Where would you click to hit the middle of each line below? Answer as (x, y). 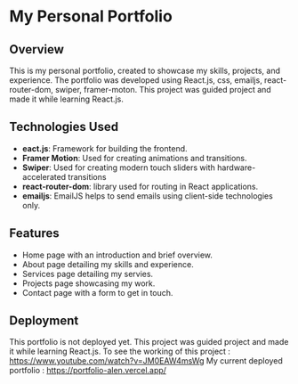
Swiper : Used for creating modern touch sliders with (118, 167)
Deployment (44, 321)
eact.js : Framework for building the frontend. (105, 148)
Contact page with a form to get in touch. (97, 292)
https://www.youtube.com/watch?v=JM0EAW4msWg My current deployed (146, 361)
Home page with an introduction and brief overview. (117, 255)
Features (34, 233)
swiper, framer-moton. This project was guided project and (163, 90)
